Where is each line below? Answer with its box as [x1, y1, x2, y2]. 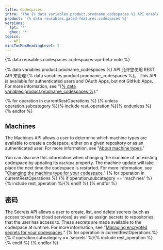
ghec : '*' [9, 30, 29, 34]
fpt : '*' [9, 25, 27, 30]
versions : [5, 20, 25, 26]
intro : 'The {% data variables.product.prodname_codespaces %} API [5, 12, 145, 17]
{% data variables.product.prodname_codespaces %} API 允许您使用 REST [5, 67, 155, 72]
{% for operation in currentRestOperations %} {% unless [5, 98, 118, 103]
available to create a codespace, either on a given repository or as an [5, 140, 144, 146]
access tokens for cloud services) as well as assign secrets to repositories [5, 214, 154, 220]
